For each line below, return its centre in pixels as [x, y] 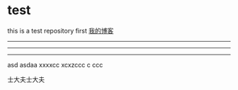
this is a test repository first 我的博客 [61, 30]
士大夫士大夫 [26, 79]
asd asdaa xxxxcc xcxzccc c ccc [55, 64]
